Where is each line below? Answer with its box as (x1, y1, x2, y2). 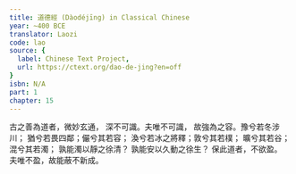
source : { (9, 46, 47, 55)
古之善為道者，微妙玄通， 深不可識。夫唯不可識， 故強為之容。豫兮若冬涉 (9, 121, 280, 132)
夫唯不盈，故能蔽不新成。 (9, 155, 104, 166)
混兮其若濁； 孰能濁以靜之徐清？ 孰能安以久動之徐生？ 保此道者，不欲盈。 (9, 144, 283, 154)
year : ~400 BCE (9, 21, 66, 30)
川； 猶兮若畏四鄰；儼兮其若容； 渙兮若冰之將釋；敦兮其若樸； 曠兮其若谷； (9, 133, 291, 144)
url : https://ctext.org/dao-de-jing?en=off (17, 63, 182, 72)
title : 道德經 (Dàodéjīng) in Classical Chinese (9, 12, 190, 22)
